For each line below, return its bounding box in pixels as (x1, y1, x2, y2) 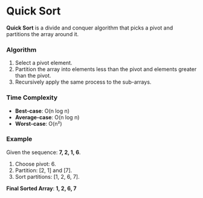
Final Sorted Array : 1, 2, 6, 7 (6, 185, 77, 192)
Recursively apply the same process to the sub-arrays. (14, 78, 152, 85)
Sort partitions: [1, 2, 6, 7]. (14, 173, 80, 180)
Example (6, 135, 33, 143)
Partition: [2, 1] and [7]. (14, 167, 72, 174)
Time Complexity (6, 93, 58, 102)
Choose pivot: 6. (14, 160, 56, 167)
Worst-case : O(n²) (14, 120, 62, 127)
